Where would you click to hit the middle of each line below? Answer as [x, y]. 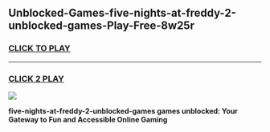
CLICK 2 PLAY [36, 78]
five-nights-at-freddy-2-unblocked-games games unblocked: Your [123, 110]
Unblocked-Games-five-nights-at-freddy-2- [123, 13]
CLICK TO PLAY [39, 49]
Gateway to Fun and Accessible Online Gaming [88, 119]
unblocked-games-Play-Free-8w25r [102, 26]
